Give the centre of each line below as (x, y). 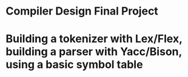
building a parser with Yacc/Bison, (94, 52)
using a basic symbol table (74, 65)
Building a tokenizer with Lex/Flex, (94, 39)
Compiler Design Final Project (82, 11)
